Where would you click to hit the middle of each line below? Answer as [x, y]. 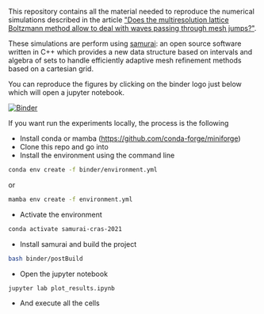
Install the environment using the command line [97, 155]
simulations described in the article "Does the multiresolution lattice [119, 20]
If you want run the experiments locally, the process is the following [119, 123]
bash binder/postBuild [46, 259]
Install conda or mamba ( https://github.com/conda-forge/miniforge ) [130, 138]
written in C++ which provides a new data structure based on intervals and [130, 52]
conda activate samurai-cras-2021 [65, 229]
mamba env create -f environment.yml [71, 199]
